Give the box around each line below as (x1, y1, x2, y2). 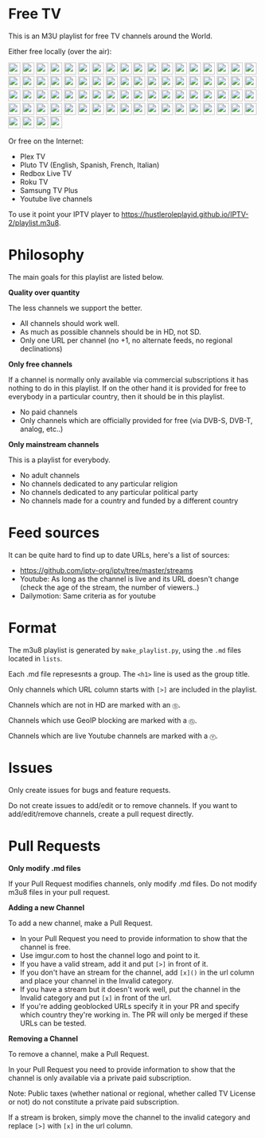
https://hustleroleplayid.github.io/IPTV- (121, 209, 249, 219)
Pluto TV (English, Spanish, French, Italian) (19, 160, 160, 170)
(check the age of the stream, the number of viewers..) (19, 583, 200, 592)
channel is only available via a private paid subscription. (8, 1073, 192, 1082)
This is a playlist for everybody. (8, 455, 111, 465)
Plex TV (19, 151, 46, 161)
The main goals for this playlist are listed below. (8, 272, 165, 281)
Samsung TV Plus (19, 185, 79, 195)
